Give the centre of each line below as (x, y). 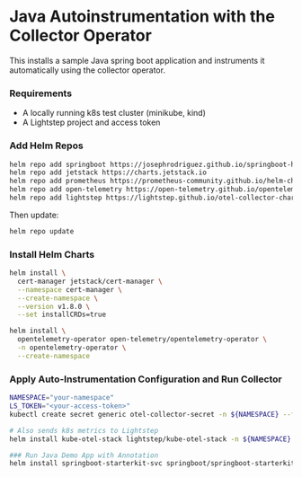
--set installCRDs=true (62, 315)
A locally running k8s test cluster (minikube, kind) (114, 113)
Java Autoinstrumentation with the (142, 17)
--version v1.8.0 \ (54, 306)
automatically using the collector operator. (88, 70)
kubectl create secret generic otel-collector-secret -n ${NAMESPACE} (144, 414)
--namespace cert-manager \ (70, 289)
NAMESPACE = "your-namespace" (62, 398)
